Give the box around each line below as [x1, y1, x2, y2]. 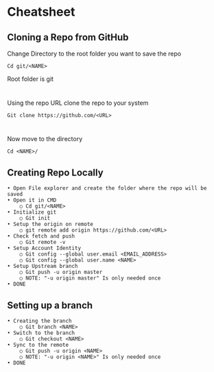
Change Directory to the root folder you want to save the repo [7, 49, 182, 58]
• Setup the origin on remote [7, 221, 94, 228]
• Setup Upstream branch [7, 263, 78, 270]
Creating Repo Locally [7, 166, 104, 178]
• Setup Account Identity [7, 245, 81, 252]
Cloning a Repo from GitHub [7, 32, 129, 43]
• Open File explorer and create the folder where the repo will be [7, 185, 207, 192]
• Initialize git [7, 209, 57, 216]
